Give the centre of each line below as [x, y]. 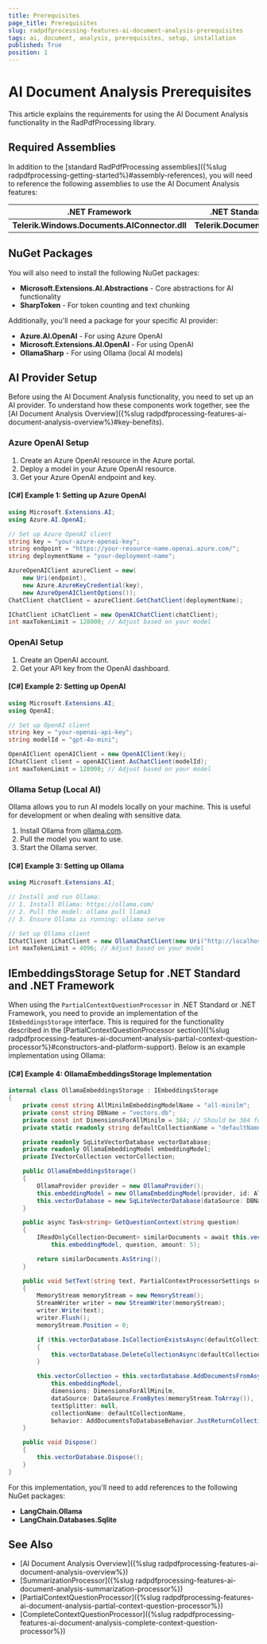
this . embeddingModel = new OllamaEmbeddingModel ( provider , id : [143, 1193]
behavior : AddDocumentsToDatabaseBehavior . [124, 1421]
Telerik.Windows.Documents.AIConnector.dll [99, 225]
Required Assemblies [62, 148]
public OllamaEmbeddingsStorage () [79, 1171]
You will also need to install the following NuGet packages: [104, 272]
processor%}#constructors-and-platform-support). [93, 1047]
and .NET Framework [62, 985]
